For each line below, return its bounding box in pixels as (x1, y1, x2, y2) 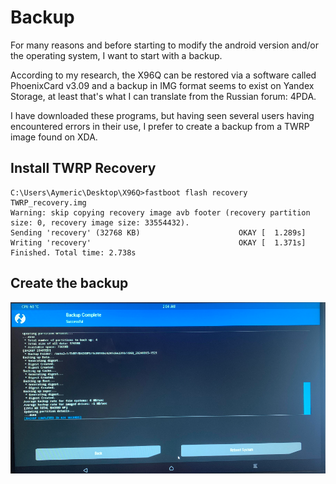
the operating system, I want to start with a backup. (10, 49, 223, 61)
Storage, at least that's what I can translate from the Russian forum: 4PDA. (10, 90, 317, 102)
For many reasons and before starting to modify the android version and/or (10, 39, 319, 51)
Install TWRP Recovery (10, 160, 157, 177)
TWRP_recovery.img (10, 197, 87, 208)
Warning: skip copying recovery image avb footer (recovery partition (10, 207, 311, 218)
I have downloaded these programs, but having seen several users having (10, 109, 315, 121)
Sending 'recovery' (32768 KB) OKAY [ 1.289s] (10, 227, 307, 238)
